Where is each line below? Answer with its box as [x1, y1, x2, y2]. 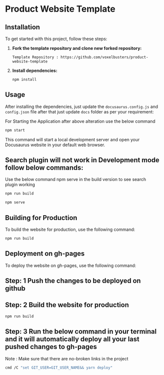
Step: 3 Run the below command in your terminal [5, 328, 157, 336]
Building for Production [5, 214, 77, 222]
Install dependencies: [12, 67, 58, 73]
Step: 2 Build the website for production [5, 301, 129, 309]
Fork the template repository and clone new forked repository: [12, 45, 142, 51]
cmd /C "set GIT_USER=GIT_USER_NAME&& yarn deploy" [5, 365, 113, 370]
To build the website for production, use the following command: [5, 226, 136, 232]
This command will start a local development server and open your [5, 136, 140, 142]
